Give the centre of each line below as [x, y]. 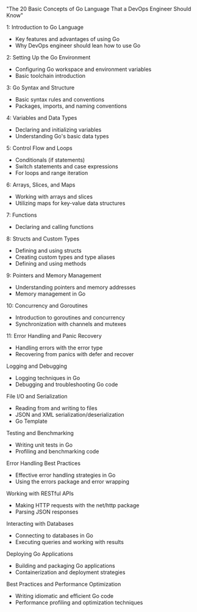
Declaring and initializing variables [58, 130]
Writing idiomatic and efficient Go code [64, 596]
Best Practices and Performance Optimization [64, 584]
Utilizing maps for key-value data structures [70, 203]
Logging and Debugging [37, 366]
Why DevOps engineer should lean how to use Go [78, 46]
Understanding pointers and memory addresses [75, 287]
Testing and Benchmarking [40, 433]
